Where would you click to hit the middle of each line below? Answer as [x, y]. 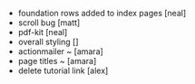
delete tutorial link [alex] [63, 70]
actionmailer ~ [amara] [61, 51]
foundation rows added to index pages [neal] [102, 13]
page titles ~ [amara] [57, 61]
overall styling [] [48, 42]
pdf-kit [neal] [43, 32]
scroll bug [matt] [49, 23]
